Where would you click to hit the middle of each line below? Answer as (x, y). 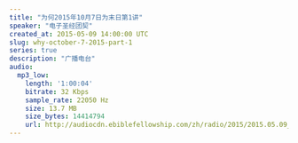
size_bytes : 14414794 (65, 116)
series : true (33, 51)
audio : (21, 68)
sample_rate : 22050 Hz (67, 100)
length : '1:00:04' (59, 83)
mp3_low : (33, 75)
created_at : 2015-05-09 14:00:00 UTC (79, 34)
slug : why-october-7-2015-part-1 (71, 42)
